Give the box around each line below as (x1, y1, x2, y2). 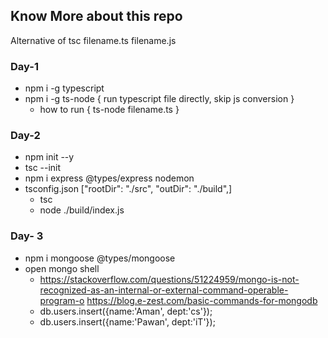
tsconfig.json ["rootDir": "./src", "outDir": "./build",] (24, 183, 233, 195)
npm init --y (24, 151, 75, 163)
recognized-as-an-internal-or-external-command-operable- (39, 284, 289, 296)
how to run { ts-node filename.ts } (39, 104, 180, 116)
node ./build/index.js (39, 204, 125, 216)
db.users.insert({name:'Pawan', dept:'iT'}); (39, 315, 216, 328)
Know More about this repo (10, 8, 183, 25)
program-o (39, 294, 85, 306)
